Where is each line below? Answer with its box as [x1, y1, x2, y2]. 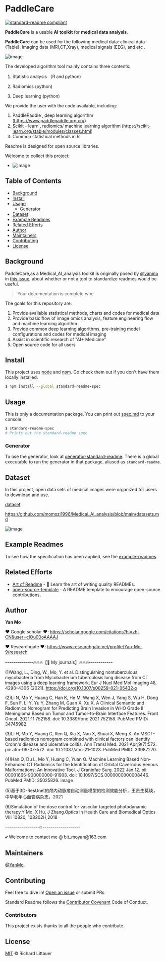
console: [5, 416, 23, 423]
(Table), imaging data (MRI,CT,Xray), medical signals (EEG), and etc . [5, 44, 146, 50]
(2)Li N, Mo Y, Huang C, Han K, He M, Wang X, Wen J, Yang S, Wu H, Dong [5, 695, 159, 701]
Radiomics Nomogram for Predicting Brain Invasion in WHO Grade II [5, 705, 144, 711]
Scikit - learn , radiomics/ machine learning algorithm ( [12, 123, 124, 129]
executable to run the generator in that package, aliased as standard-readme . [5, 459, 161, 465]
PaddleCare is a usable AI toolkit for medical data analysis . [5, 29, 128, 35]
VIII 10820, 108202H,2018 [5, 814, 58, 820]
